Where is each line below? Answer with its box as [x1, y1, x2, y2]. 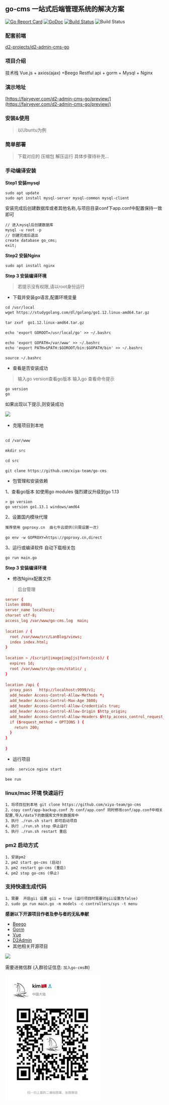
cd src [5, 458, 19, 463]
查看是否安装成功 [12, 365, 48, 371]
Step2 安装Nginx [5, 252, 41, 258]
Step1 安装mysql [5, 180, 40, 186]
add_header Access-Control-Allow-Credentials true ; [10, 703, 121, 709]
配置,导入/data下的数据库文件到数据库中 [5, 813, 79, 818]
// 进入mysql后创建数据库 [5, 222, 54, 228]
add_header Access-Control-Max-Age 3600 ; [10, 698, 98, 703]
